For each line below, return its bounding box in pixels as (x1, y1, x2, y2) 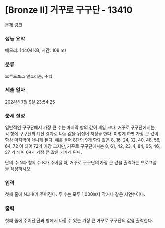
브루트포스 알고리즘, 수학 (5, 73, 53, 79)
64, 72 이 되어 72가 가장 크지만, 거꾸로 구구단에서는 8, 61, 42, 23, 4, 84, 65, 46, (5, 143, 160, 149)
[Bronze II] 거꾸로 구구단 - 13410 (5, 4, 132, 16)
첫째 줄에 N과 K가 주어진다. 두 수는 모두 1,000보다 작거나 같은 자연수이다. (5, 191, 145, 197)
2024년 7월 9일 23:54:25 (5, 99, 55, 105)
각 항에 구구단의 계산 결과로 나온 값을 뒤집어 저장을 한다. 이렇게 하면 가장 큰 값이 (5, 131, 159, 137)
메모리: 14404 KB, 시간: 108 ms (5, 47, 67, 53)
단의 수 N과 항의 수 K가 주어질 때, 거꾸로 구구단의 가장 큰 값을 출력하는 (5, 160, 139, 166)
